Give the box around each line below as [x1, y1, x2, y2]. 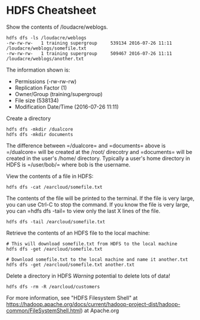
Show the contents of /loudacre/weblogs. [6, 23, 109, 30]
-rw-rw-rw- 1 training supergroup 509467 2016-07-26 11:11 [6, 50, 172, 57]
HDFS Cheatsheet [6, 4, 97, 17]
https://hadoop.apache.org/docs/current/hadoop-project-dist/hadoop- [6, 300, 181, 307]
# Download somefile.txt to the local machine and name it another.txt [6, 256, 188, 263]
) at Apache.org [80, 307, 119, 314]
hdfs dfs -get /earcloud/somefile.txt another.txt [6, 261, 135, 267]
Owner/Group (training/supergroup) [14, 90, 103, 97]
